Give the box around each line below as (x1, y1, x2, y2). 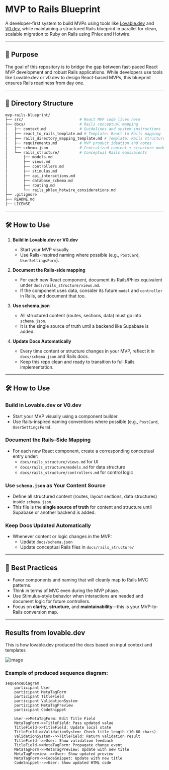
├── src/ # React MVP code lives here (5, 117, 141, 122)
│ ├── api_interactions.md (5, 173, 75, 179)
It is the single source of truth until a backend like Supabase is (20, 323, 149, 329)
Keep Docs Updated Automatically (5, 522, 92, 529)
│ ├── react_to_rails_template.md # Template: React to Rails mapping (5, 131, 161, 137)
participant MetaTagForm (14, 690, 66, 695)
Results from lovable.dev (5, 628, 86, 637)
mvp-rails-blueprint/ (5, 112, 51, 117)
